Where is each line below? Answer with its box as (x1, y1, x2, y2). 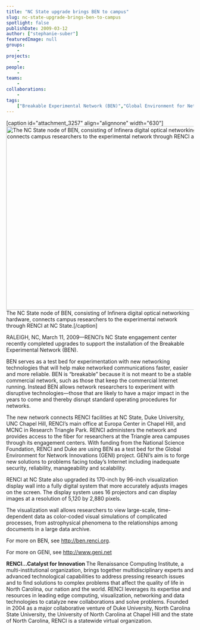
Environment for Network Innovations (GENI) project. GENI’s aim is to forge (6, 451, 189, 459)
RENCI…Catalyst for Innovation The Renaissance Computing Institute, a (6, 560, 185, 567)
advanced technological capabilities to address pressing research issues (6, 573, 185, 580)
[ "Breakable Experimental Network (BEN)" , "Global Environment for (17, 103, 185, 109)
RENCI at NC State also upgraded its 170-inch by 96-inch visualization (6, 476, 179, 483)
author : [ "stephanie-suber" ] (6, 31, 79, 37)
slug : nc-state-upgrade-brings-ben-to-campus (6, 14, 121, 20)
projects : (6, 53, 31, 59)
